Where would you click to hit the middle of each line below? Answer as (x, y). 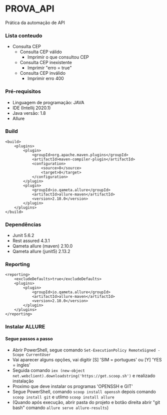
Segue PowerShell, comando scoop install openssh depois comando (84, 391)
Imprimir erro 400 (45, 79)
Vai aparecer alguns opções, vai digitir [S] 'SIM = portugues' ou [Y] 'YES (87, 359)
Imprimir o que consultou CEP (58, 57)
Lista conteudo (24, 36)
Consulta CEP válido (41, 52)
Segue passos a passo (29, 338)
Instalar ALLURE (25, 327)
